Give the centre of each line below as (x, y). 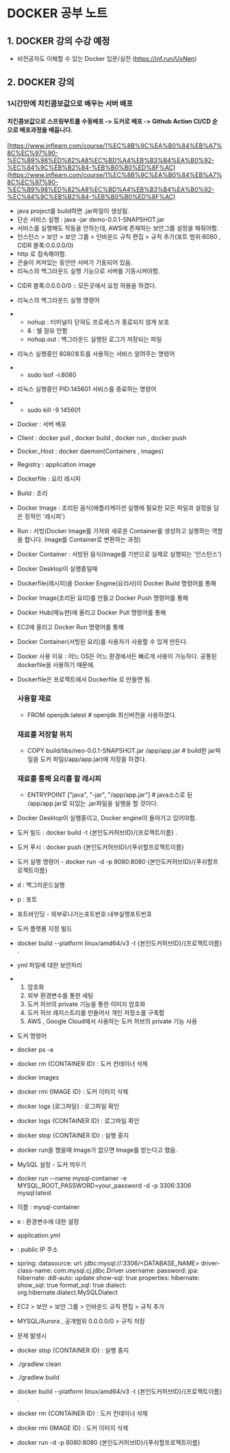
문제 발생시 (32, 1336)
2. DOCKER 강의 (41, 82)
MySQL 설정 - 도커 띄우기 (52, 1165)
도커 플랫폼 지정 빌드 (44, 929)
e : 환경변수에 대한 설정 (48, 1222)
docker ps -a (35, 1049)
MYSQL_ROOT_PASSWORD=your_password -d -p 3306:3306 (104, 1186)
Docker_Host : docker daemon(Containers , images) (90, 451)
